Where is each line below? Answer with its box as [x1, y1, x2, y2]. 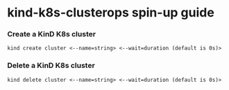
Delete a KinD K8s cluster [7, 60, 95, 70]
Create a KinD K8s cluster [7, 30, 96, 39]
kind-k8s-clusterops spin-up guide [7, 5, 215, 21]
